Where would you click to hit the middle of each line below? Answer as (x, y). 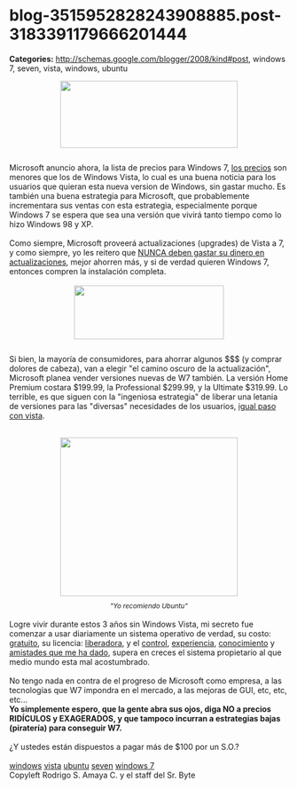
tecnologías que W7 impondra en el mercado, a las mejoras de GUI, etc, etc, (148, 690)
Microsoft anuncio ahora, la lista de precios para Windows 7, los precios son (148, 167)
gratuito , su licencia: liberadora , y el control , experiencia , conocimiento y (142, 643)
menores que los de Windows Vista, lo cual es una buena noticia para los (143, 177)
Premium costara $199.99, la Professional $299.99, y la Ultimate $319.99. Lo (148, 387)
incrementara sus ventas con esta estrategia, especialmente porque (133, 205)
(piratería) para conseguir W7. (66, 728)
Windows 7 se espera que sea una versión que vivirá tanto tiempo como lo (145, 215)
